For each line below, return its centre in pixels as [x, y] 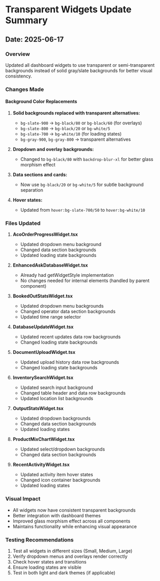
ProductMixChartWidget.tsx [44, 439]
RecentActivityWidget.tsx [41, 465]
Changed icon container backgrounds [61, 480]
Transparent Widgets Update [68, 10]
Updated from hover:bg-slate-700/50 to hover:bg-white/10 [83, 210]
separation [32, 190]
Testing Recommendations [39, 539]
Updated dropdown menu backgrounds [62, 306]
